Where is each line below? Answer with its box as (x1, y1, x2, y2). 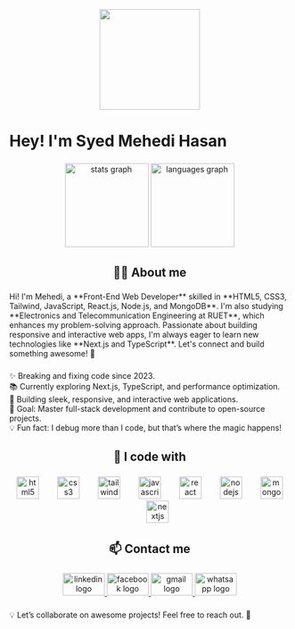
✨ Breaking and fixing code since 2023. (9, 371, 156, 382)
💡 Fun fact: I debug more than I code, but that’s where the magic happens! (9, 423, 283, 433)
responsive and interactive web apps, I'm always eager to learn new (9, 330, 259, 340)
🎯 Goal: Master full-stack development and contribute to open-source (9, 404, 266, 415)
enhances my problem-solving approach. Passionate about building (9, 320, 258, 331)
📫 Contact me (109, 541, 191, 557)
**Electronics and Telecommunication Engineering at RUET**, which (9, 310, 265, 321)
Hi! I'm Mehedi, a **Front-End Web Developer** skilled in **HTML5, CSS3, (9, 291, 287, 302)
